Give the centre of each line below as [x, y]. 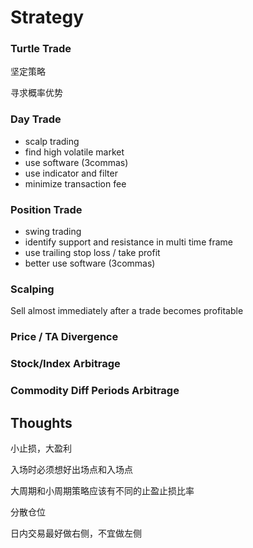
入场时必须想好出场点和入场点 [71, 469]
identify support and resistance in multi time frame [128, 242]
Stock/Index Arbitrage [65, 364]
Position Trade [46, 209]
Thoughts [41, 422]
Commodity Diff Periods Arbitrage [95, 391]
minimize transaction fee [75, 183]
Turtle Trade [41, 49]
